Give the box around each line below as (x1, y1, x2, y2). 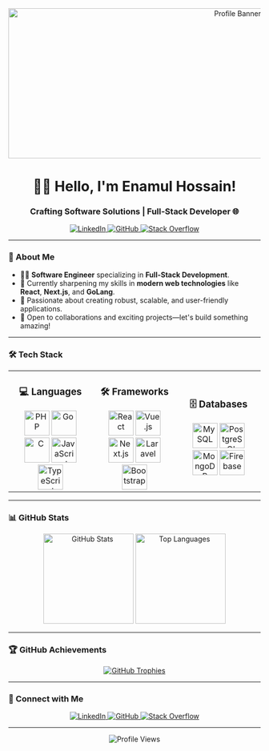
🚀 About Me (8, 251, 55, 263)
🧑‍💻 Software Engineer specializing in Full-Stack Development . (19, 270, 230, 279)
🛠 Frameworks (99, 386, 170, 399)
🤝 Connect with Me (8, 693, 84, 704)
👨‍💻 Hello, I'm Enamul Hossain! (32, 178, 237, 195)
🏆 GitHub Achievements (8, 645, 106, 656)
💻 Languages (18, 386, 82, 399)
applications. (19, 303, 62, 313)
